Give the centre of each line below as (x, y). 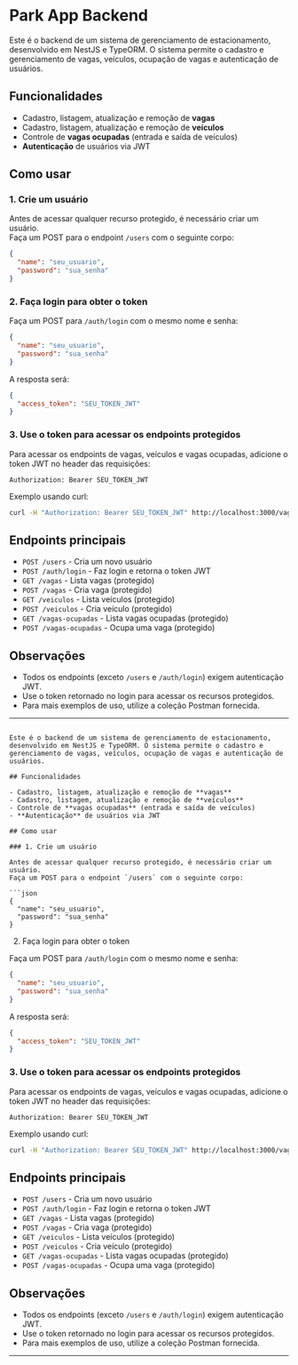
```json (24, 894)
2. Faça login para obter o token (78, 301)
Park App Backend (79, 16)
